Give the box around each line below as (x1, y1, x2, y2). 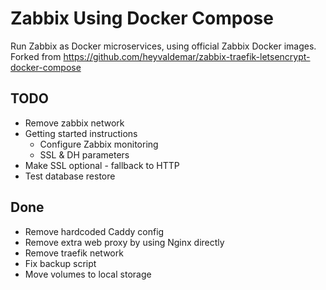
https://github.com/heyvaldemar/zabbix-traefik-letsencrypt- (63, 50, 311, 62)
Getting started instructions (24, 127, 138, 139)
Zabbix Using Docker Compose (10, 7, 274, 30)
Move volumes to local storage (24, 268, 152, 280)
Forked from (10, 50, 62, 62)
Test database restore (24, 170, 116, 182)
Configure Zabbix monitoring (39, 138, 159, 150)
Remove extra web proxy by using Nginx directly (24, 236, 225, 248)
